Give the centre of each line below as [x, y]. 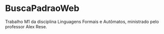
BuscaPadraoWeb [42, 8]
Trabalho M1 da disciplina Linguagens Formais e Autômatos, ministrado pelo [82, 22]
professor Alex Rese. [26, 26]
